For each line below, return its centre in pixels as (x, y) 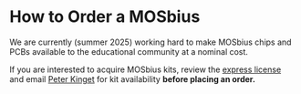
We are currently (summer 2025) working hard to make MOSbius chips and (150, 42)
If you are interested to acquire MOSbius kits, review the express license (145, 69)
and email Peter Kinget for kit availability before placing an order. (132, 78)
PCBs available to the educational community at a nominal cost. (129, 51)
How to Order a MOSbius (105, 17)
